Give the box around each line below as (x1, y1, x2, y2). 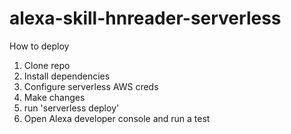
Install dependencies (23, 70, 111, 82)
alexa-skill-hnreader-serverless (9, 7, 282, 30)
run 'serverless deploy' (23, 102, 120, 114)
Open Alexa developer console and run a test (23, 112, 211, 124)
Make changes (23, 91, 86, 103)
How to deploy (9, 40, 70, 52)
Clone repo (23, 59, 71, 71)
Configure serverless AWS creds (23, 80, 159, 92)
